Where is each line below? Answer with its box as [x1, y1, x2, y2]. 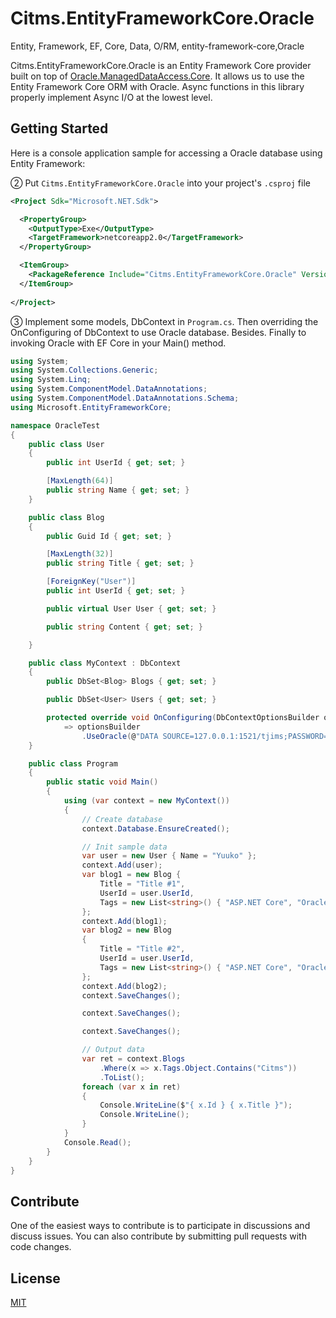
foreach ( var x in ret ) [81, 1082, 182, 1092]
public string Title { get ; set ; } [46, 558, 195, 569]
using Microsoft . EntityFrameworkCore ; [10, 402, 172, 412]
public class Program [28, 758, 118, 769]
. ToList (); [99, 1072, 145, 1082]
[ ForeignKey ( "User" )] [46, 577, 137, 587]
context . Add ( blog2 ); [81, 981, 168, 991]
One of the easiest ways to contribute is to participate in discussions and [10, 1220, 311, 1232]
